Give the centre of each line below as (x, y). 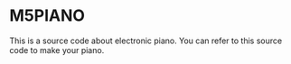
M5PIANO (47, 16)
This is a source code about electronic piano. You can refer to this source (146, 41)
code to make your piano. (57, 50)
